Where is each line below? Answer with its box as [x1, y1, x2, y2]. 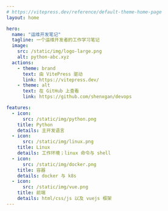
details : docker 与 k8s [17, 173, 77, 179]
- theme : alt [17, 82, 51, 88]
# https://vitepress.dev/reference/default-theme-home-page [6, 9, 163, 15]
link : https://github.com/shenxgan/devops [22, 94, 132, 100]
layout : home [6, 15, 40, 21]
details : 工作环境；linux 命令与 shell [17, 150, 111, 156]
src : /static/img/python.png [22, 116, 97, 122]
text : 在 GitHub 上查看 [22, 88, 79, 95]
